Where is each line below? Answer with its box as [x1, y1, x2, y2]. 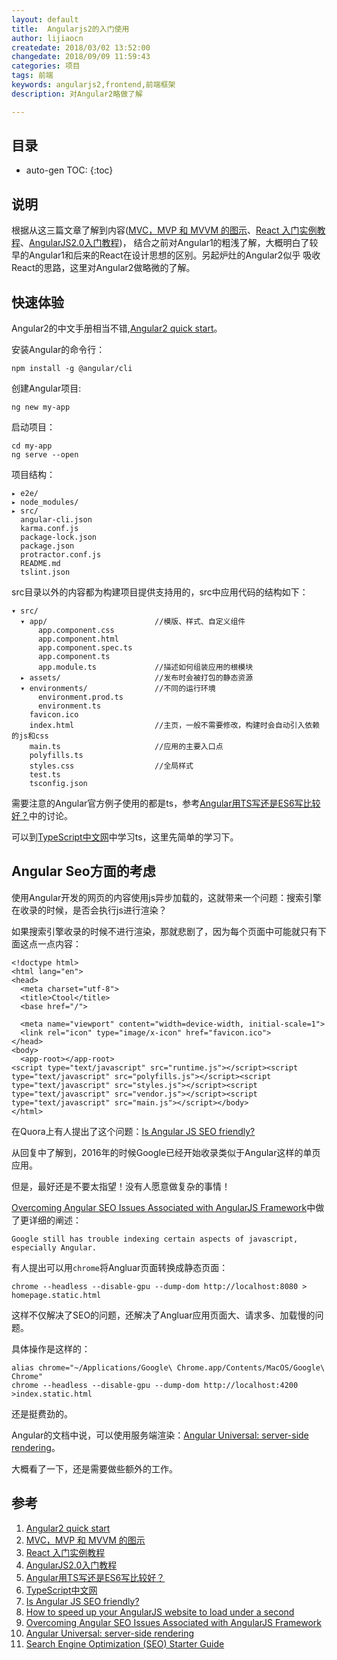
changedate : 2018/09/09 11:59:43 [11, 52, 151, 62]
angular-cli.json [20, 515, 93, 525]
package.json [20, 541, 75, 551]
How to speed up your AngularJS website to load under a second [25, 1606, 295, 1618]
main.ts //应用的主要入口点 [29, 742, 224, 752]
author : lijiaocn [11, 33, 84, 43]
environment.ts [37, 701, 102, 711]
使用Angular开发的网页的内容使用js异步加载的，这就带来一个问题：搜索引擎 [11, 891, 323, 903]
